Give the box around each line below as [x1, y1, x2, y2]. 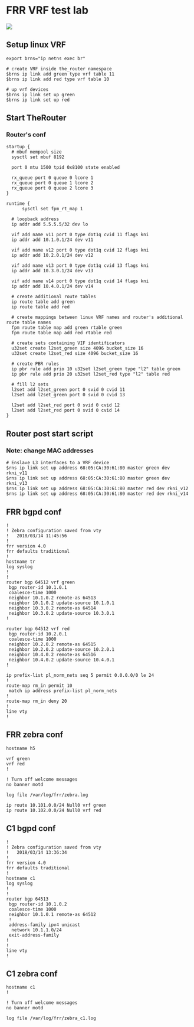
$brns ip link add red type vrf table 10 [6, 76, 110, 82]
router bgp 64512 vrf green [6, 579, 75, 585]
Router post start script [6, 429, 94, 439]
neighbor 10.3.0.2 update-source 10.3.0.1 [8, 610, 115, 616]
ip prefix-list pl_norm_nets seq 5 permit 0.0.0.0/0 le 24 [6, 672, 154, 678]
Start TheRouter [6, 113, 67, 123]
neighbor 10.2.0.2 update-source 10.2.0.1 [8, 646, 115, 653]
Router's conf [6, 131, 46, 139]
